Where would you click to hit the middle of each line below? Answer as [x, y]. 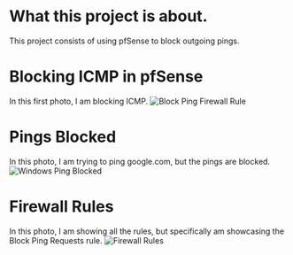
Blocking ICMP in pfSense [106, 77]
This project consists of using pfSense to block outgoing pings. [125, 41]
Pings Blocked [63, 137]
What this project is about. [108, 16]
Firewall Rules [62, 206]
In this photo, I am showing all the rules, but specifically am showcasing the [147, 231]
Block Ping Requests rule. [56, 240]
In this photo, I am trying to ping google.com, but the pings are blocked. [140, 161]
